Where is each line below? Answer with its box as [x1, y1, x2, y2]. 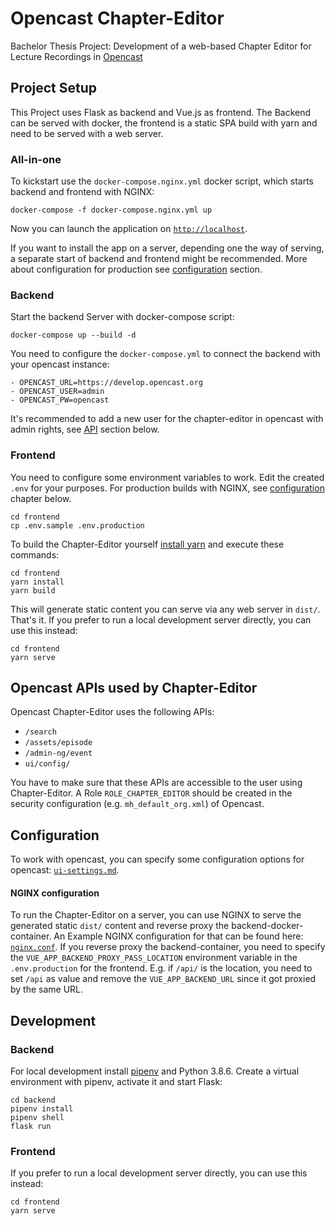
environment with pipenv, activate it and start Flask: [10, 1076, 223, 1088]
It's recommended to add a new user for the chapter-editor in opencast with [10, 413, 324, 425]
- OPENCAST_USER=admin [10, 387, 105, 397]
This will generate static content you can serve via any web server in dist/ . [10, 603, 321, 615]
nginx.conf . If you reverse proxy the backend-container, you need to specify [10, 941, 326, 953]
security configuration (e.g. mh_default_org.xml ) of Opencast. [10, 798, 265, 810]
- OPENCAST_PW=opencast [10, 395, 110, 406]
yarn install [10, 577, 65, 587]
